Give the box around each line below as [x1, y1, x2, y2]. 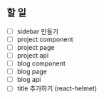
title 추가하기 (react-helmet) [16, 84, 98, 93]
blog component [16, 59, 66, 68]
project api [16, 51, 49, 59]
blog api [16, 75, 41, 84]
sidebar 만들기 [16, 27, 58, 36]
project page [16, 43, 55, 51]
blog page [16, 67, 47, 76]
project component [16, 35, 73, 43]
